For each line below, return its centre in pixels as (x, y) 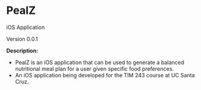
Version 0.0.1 (22, 39)
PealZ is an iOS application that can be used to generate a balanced (100, 62)
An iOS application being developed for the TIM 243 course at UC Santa (105, 75)
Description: (22, 50)
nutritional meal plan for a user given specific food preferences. (94, 69)
